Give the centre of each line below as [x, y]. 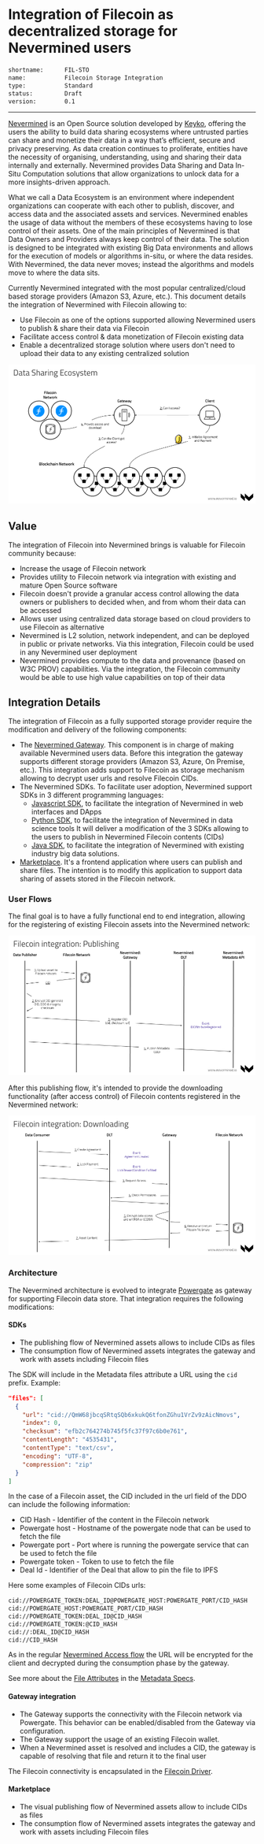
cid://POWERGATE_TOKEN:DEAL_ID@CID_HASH [75, 1616]
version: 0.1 [42, 101]
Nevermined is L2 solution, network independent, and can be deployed [134, 636]
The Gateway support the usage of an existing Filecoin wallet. [119, 1739]
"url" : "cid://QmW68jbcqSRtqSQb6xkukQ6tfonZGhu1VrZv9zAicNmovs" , [132, 1415]
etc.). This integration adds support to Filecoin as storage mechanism [132, 770]
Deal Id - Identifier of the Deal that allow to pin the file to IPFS [119, 1570]
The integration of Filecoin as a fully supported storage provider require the [130, 722]
